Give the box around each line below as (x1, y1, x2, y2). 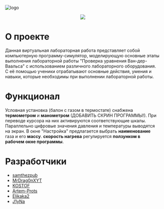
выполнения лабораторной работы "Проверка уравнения (5, 58, 127, 64)
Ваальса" (5, 63, 25, 69)
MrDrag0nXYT (12, 177, 42, 183)
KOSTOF (12, 182, 30, 188)
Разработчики (5, 156, 67, 167)
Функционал (5, 91, 60, 102)
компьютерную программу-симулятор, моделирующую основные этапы (5, 52, 160, 59)
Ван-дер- (127, 58, 148, 64)
